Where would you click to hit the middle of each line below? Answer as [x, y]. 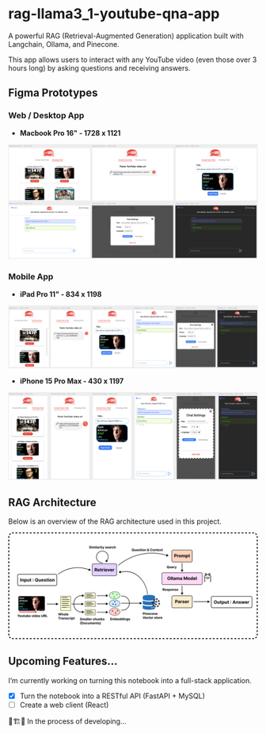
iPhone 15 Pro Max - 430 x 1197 [72, 381]
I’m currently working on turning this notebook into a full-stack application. [130, 680]
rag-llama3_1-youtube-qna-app [114, 14]
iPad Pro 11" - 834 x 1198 [61, 294]
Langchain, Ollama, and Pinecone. [64, 44]
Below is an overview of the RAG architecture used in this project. [115, 521]
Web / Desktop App [46, 116]
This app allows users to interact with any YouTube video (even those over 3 [133, 60]
